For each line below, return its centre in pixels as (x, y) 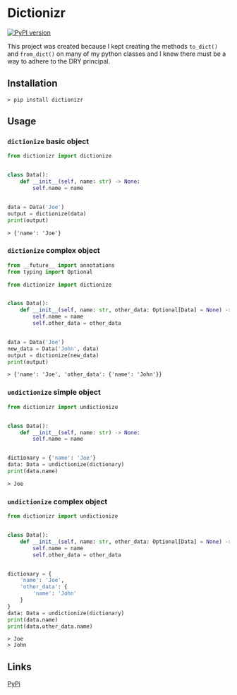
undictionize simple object (54, 392)
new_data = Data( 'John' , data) (53, 349)
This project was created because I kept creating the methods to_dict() (113, 46)
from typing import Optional (50, 272)
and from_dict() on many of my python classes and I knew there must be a (117, 54)
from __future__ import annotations (61, 265)
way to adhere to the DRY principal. (59, 61)
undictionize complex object (57, 501)
